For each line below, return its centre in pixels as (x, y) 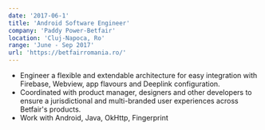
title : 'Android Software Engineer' (69, 23)
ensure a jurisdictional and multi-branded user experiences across (129, 101)
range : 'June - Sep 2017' (51, 45)
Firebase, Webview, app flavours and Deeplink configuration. (120, 84)
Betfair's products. (50, 109)
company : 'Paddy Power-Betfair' (62, 30)
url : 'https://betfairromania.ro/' (67, 53)
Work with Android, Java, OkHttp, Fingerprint (94, 118)
